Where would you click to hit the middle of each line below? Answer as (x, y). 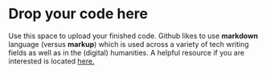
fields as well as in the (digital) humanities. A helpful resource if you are (127, 52)
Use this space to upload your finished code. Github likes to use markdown (133, 36)
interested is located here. (51, 61)
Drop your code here (78, 14)
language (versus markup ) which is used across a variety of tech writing (129, 44)
